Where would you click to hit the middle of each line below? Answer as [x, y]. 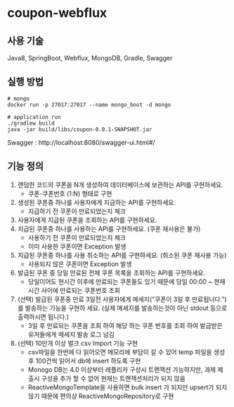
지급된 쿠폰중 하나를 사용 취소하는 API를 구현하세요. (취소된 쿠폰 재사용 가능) [122, 255]
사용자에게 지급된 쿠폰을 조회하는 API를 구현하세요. [87, 220]
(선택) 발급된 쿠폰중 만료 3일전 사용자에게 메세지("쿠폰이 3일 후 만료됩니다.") [122, 299]
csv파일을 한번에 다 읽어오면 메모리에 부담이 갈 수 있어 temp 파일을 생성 [126, 352]
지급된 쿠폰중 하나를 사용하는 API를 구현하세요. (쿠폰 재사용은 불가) [109, 228]
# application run [34, 117]
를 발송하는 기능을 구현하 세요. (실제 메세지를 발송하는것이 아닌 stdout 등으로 [122, 308]
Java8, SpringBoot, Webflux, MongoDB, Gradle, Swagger [90, 58]
